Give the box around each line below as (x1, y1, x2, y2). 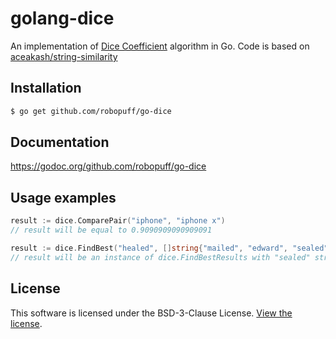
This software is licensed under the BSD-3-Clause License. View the (10, 307, 293, 319)
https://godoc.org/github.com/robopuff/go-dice (10, 160, 207, 172)
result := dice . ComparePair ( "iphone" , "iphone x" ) (10, 216, 226, 226)
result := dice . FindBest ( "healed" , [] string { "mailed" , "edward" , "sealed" (10, 243, 329, 253)
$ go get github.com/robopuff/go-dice (10, 106, 172, 116)
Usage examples (10, 189, 117, 206)
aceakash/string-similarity (10, 50, 118, 62)
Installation (10, 80, 82, 97)
